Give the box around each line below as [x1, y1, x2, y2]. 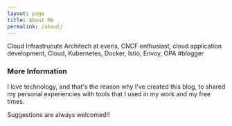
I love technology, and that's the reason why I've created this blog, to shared [7, 82, 226, 91]
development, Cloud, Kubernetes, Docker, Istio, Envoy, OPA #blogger [7, 49, 204, 57]
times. [7, 97, 25, 105]
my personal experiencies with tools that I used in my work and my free [7, 89, 211, 98]
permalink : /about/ [7, 23, 64, 30]
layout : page [7, 10, 45, 17]
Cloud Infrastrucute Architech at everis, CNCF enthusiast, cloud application [7, 42, 222, 51]
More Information [7, 66, 67, 76]
